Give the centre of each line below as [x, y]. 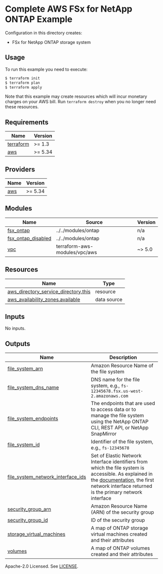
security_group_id [28, 520]
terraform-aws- [75, 246]
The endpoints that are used [123, 404]
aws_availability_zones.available [44, 299]
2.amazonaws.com [110, 396]
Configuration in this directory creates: [44, 33]
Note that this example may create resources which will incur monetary [76, 96]
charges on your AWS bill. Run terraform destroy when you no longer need [81, 102]
